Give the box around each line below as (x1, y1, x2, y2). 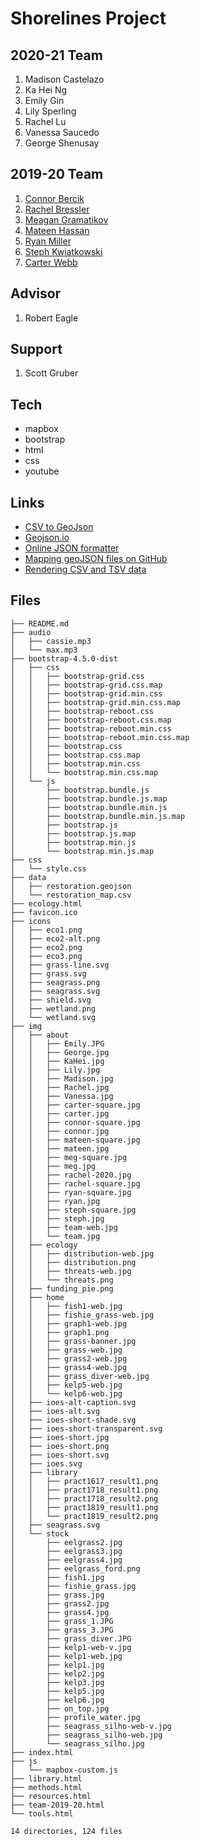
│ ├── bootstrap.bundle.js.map (10, 793, 168, 804)
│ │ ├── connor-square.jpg (10, 1117, 141, 1127)
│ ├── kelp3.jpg (10, 1677, 105, 1687)
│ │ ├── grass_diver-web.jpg (10, 1371, 150, 1381)
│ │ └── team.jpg (10, 1231, 101, 1241)
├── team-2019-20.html (10, 1800, 105, 1810)
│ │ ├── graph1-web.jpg (10, 1318, 128, 1329)
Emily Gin (24, 95, 65, 106)
